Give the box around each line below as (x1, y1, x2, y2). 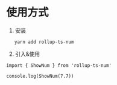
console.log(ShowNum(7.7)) (6, 73, 74, 79)
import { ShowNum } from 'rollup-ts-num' (6, 62, 112, 69)
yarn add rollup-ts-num (14, 39, 74, 45)
